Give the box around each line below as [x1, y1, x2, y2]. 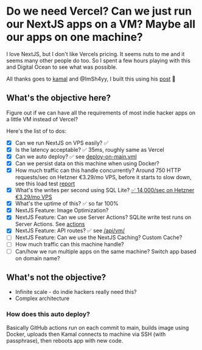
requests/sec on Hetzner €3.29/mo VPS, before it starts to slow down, [15, 174, 192, 181]
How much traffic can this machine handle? [15, 241, 124, 248]
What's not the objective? [6, 272, 106, 282]
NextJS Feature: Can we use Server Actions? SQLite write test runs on [15, 213, 192, 221]
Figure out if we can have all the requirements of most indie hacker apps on [6, 109, 196, 116]
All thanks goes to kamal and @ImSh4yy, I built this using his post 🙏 [6, 75, 176, 82]
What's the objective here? [6, 93, 111, 103]
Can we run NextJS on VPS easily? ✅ [15, 139, 109, 146]
